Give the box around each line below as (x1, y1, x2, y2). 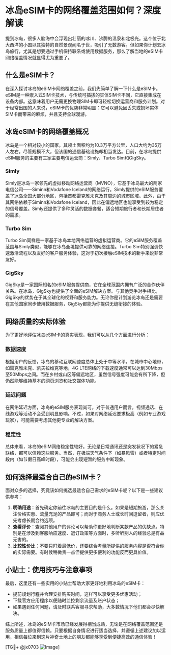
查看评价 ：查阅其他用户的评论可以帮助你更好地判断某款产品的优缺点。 (12, 523, 160, 529)
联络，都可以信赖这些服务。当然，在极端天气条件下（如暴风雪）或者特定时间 (5, 450, 166, 456)
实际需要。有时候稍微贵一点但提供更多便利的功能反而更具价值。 (17, 549, 151, 555)
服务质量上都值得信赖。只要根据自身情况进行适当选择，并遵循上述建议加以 (5, 627, 161, 634)
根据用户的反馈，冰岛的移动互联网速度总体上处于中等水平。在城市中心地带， (5, 358, 166, 364)
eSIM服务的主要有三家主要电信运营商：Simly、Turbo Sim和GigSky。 (5, 154, 149, 161)
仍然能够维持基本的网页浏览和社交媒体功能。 (5, 378, 99, 384)
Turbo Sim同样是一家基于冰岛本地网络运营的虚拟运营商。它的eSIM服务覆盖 (5, 237, 162, 243)
